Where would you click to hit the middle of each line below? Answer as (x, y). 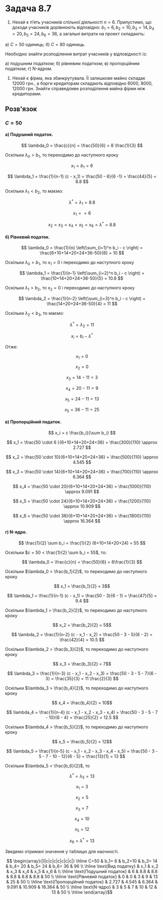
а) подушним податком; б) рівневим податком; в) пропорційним (72, 63)
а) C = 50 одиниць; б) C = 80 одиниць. (45, 44)
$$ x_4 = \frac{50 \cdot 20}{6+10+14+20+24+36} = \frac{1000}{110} (82, 486)
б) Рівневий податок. (28, 237)
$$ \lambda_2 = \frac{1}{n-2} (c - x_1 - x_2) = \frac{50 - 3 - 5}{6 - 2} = (82, 634)
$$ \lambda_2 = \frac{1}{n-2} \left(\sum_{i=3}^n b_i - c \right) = (82, 298)
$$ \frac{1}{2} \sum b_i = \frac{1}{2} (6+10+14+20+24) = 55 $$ (82, 543)
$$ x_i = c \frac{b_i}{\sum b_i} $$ (82, 433)
